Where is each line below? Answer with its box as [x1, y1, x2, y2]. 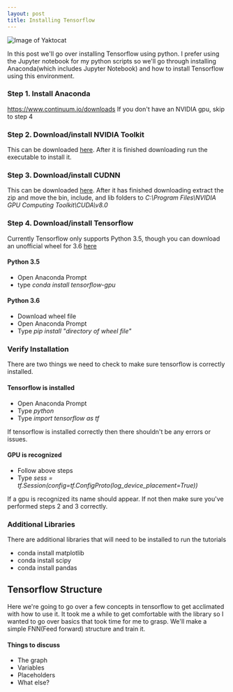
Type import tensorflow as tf [17, 414, 100, 422]
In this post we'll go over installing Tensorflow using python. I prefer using [7, 50, 220, 58]
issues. [7, 435, 28, 443]
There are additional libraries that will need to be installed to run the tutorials [7, 535, 227, 544]
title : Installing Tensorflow [7, 17, 96, 24]
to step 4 [7, 112, 33, 121]
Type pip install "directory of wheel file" [17, 327, 132, 336]
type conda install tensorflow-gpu [17, 280, 116, 289]
